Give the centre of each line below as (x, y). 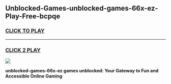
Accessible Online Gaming (34, 76)
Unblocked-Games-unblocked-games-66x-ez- (82, 8)
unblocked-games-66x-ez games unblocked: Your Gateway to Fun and (82, 70)
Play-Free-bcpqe (33, 17)
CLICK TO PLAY (25, 31)
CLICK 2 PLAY (23, 50)
